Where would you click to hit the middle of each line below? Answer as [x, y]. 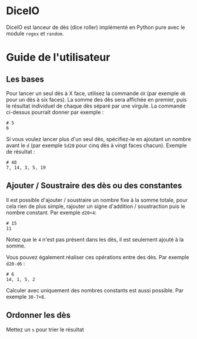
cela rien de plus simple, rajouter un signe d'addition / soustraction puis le [96, 206]
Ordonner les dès [38, 315]
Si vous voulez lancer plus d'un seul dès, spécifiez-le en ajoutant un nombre [98, 139]
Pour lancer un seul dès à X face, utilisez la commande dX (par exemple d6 [96, 93]
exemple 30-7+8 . [26, 296]
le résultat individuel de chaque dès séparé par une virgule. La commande [96, 106]
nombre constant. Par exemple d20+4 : [51, 212]
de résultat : [21, 151]
